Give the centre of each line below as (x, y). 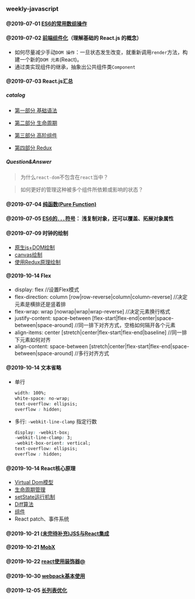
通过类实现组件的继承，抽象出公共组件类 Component (75, 67)
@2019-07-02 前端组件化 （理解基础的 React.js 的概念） (74, 38)
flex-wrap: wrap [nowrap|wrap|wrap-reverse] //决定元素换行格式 (92, 311)
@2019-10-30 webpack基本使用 (46, 576)
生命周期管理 (30, 490)
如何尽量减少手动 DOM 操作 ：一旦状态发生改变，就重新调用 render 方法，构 (101, 52)
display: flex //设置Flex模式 (47, 290)
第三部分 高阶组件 (36, 135)
